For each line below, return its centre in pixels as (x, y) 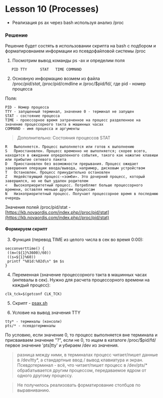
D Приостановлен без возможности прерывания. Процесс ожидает (72, 164)
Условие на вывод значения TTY (46, 313)
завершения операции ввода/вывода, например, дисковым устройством (75, 168)
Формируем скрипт (26, 229)
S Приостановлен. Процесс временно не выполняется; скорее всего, (76, 151)
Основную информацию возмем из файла (56, 79)
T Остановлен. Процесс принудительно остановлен (58, 173)
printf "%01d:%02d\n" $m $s (36, 262)
